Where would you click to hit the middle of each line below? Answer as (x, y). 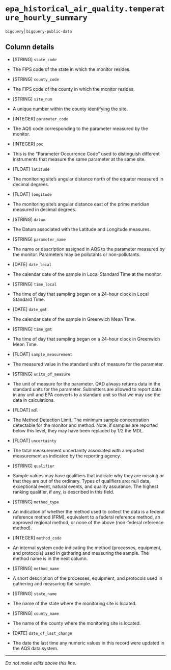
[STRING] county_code (36, 79)
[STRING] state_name (35, 594)
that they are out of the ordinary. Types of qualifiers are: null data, (82, 481)
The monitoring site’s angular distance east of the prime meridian (81, 204)
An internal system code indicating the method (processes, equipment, (87, 548)
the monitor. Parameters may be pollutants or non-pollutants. (77, 254)
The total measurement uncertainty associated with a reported (78, 450)
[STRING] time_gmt (32, 329)
